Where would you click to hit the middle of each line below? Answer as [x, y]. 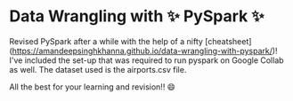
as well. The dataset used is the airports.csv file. [98, 69]
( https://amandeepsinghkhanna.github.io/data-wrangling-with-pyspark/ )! [143, 50]
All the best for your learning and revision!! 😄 [93, 87]
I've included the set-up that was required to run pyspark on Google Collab [146, 60]
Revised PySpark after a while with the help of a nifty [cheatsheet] [130, 41]
